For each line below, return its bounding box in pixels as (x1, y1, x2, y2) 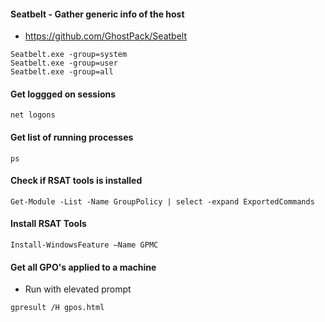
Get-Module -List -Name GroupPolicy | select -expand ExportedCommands (10, 196, 315, 207)
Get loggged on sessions (10, 88, 117, 100)
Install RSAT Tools (10, 218, 87, 230)
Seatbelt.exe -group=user (10, 58, 118, 69)
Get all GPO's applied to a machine (10, 261, 157, 273)
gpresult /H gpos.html (10, 303, 105, 313)
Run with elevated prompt (24, 283, 132, 295)
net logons (10, 110, 56, 120)
